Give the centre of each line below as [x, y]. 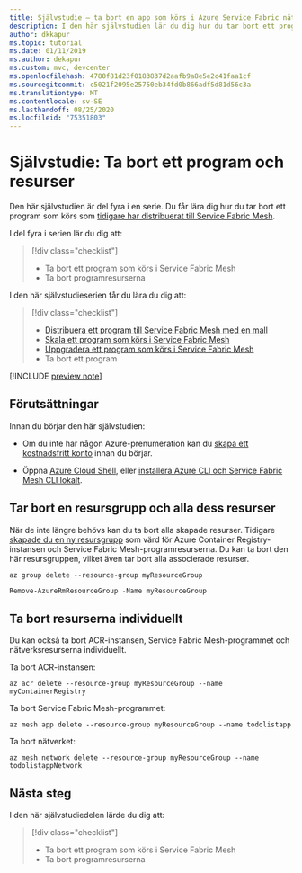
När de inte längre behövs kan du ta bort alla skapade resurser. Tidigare [142, 530]
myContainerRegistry [48, 692]
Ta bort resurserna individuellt [96, 618]
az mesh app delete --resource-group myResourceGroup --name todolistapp [151, 725]
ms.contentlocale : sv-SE [56, 101]
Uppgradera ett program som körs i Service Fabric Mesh [149, 349]
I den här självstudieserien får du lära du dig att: [98, 295]
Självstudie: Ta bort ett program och [147, 162]
